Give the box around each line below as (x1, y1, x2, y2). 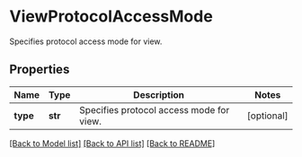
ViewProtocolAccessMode (9, 6, 213, 27)
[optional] (246, 109, 289, 122)
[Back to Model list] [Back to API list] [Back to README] (9, 137, 216, 149)
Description (133, 88, 185, 100)
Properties (9, 62, 70, 77)
